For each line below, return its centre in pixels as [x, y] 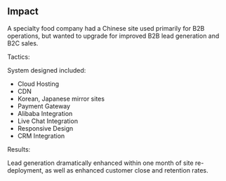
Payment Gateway [44, 106]
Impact [23, 12]
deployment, [25, 170]
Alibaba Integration [45, 113]
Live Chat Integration [48, 121]
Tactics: [19, 57]
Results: [19, 149]
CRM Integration [41, 136]
